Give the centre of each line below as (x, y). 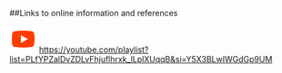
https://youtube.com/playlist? (94, 50)
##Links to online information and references (94, 13)
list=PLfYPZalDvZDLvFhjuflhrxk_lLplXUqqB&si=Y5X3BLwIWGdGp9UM (141, 59)
